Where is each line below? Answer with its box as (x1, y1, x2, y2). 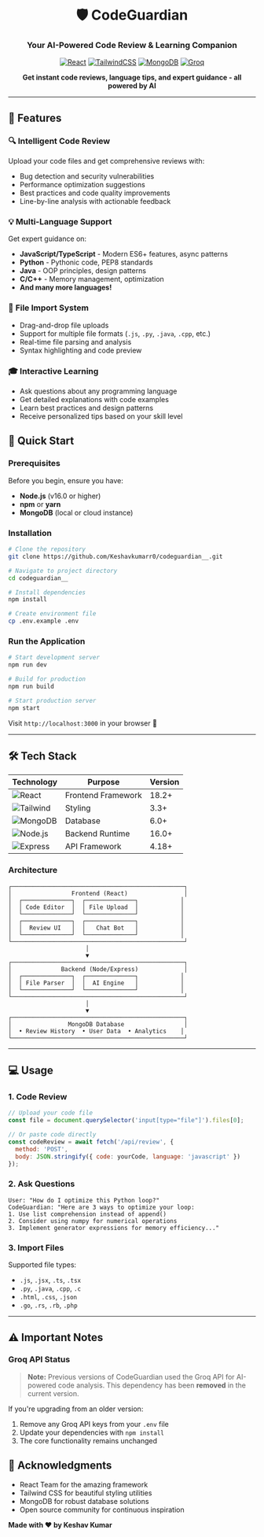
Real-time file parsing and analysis (19, 337, 132, 346)
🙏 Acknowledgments (8, 1459, 112, 1472)
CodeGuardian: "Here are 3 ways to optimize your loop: (8, 1203, 195, 1211)
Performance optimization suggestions (19, 180, 145, 190)
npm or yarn (19, 499, 61, 508)
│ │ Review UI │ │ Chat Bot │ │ (8, 924, 185, 932)
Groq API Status (8, 1354, 71, 1365)
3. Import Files (8, 1242, 64, 1253)
